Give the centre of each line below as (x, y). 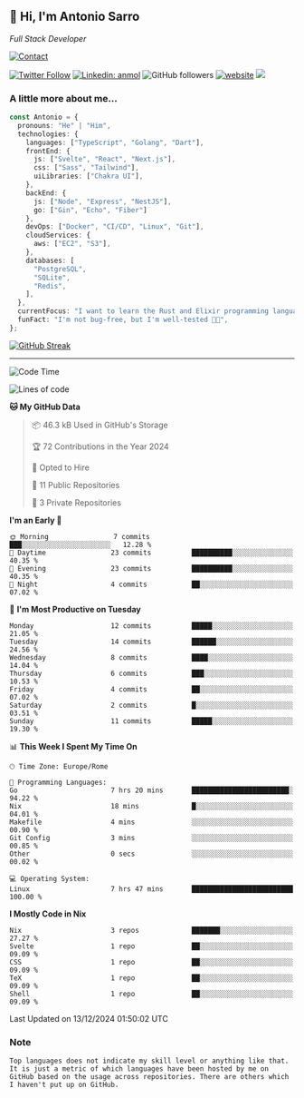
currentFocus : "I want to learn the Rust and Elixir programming (143, 311)
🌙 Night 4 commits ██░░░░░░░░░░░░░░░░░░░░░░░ (152, 584)
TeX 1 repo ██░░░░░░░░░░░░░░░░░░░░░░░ (152, 978)
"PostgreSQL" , (60, 269)
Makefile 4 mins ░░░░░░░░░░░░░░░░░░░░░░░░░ (152, 822)
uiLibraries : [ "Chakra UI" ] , (88, 176)
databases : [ (50, 260)
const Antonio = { (44, 118)
